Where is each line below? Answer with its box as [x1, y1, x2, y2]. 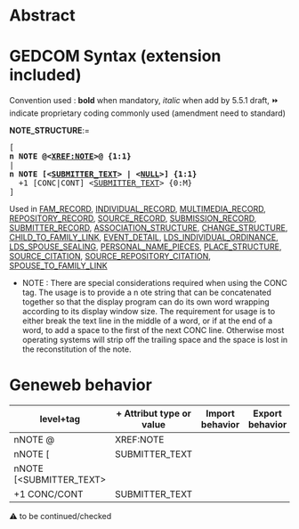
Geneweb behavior [9, 375, 153, 395]
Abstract [9, 5, 76, 26]
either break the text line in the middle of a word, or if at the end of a [21, 315, 273, 326]
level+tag [39, 413, 81, 426]
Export [253, 407, 282, 419]
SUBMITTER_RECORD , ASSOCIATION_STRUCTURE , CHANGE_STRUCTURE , [9, 223, 288, 233]
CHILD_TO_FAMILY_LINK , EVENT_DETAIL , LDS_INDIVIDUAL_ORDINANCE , [9, 232, 279, 243]
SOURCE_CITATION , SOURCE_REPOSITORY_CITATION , [9, 251, 212, 262]
